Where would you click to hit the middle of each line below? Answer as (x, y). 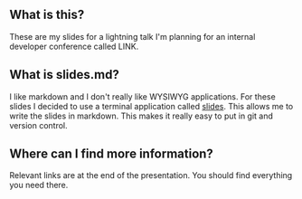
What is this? (47, 15)
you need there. (39, 185)
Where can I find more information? (112, 154)
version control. (38, 125)
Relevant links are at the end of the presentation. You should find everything (151, 175)
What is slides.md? (64, 75)
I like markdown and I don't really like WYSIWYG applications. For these (142, 96)
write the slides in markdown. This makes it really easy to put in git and (142, 116)
